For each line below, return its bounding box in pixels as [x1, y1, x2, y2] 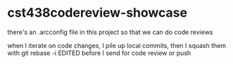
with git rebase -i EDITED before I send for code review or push [7, 49, 191, 57]
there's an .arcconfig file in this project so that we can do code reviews [7, 28, 213, 36]
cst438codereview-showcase [7, 5, 188, 21]
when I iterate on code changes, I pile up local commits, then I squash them [7, 41, 227, 49]
